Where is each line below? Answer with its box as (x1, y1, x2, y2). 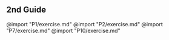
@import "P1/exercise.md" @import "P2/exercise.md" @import (6, 20, 164, 27)
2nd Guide (6, 5, 47, 15)
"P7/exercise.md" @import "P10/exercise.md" (6, 27, 121, 34)
